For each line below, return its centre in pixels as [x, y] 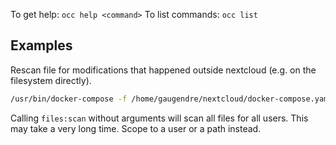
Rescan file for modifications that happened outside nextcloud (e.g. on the [163, 70]
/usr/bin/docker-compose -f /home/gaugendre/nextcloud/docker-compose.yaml [171, 99]
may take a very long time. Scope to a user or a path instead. [136, 128]
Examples [41, 45]
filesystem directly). [51, 80]
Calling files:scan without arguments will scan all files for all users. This [159, 118]
